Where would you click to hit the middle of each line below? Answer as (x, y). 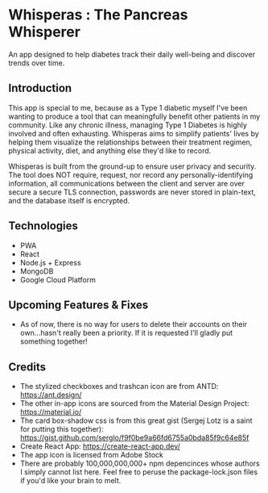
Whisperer (44, 32)
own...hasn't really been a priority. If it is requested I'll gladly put (126, 333)
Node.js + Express (51, 262)
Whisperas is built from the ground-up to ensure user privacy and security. (132, 166)
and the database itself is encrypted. (69, 200)
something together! (54, 341)
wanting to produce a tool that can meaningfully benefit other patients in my (134, 116)
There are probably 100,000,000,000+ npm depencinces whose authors (140, 464)
